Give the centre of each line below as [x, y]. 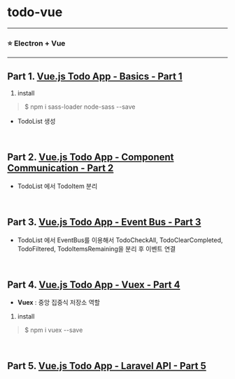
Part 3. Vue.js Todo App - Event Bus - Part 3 [104, 222]
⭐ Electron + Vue [36, 43]
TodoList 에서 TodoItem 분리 [57, 186]
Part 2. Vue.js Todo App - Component [91, 158]
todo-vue [35, 12]
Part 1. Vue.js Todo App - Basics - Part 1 [95, 76]
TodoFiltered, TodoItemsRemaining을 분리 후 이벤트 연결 [97, 248]
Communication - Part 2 [60, 168]
